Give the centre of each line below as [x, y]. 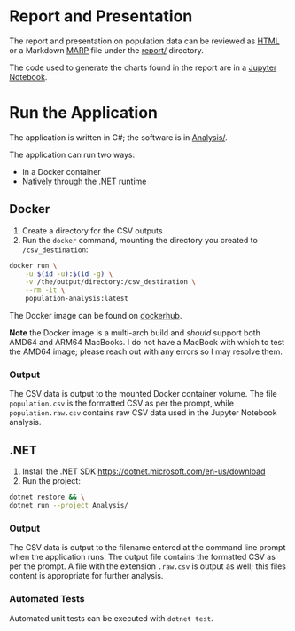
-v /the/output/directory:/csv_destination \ [111, 282]
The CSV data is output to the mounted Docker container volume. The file [143, 394]
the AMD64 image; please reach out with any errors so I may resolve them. [146, 351]
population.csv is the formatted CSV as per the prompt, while [122, 403]
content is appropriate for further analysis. [86, 576]
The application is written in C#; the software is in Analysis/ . [118, 137]
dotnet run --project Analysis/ [69, 506]
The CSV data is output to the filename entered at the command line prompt [147, 548]
